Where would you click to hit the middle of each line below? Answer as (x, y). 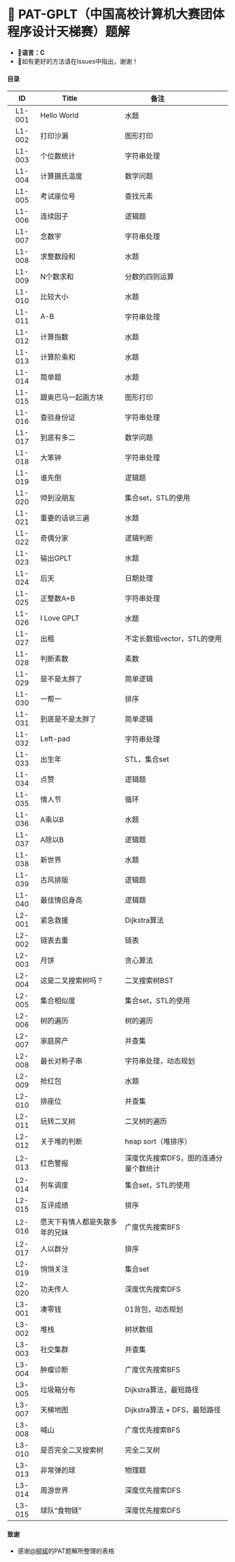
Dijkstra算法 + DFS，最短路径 (173, 1410)
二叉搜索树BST (149, 981)
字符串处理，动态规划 (160, 1061)
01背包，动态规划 (154, 1309)
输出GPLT (56, 558)
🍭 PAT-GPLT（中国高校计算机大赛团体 (116, 14)
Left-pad (55, 739)
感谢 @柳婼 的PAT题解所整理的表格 (66, 1551)
